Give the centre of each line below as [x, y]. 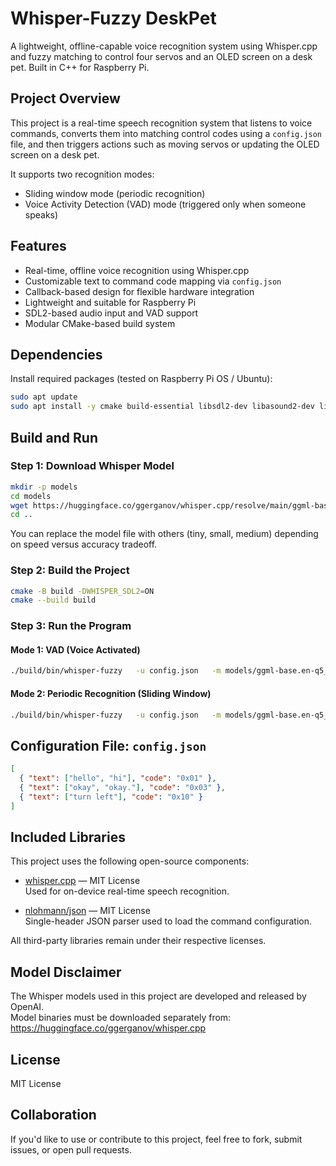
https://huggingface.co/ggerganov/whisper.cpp [108, 1028]
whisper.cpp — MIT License [82, 881]
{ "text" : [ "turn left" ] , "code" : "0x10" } [111, 797]
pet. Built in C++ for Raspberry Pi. [80, 67]
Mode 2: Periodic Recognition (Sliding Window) [111, 693]
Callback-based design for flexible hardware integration [139, 291]
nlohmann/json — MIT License [87, 911]
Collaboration [53, 1115]
